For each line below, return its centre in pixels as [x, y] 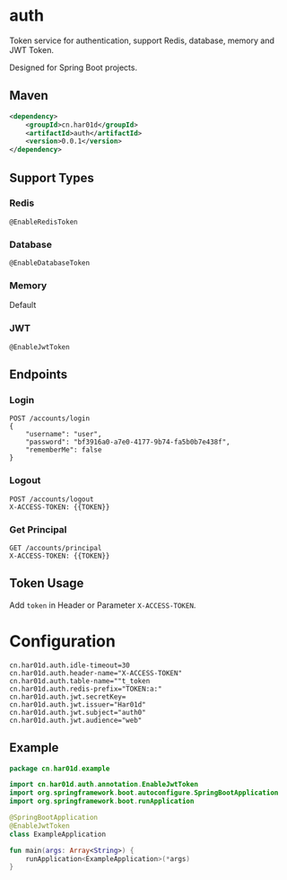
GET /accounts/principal [56, 548]
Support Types [52, 177]
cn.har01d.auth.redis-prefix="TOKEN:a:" [86, 689]
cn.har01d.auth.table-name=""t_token [80, 681]
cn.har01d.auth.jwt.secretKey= [68, 697]
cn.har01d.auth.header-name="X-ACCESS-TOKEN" [96, 673]
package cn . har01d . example [60, 769]
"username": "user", [64, 435]
